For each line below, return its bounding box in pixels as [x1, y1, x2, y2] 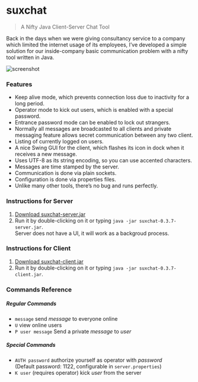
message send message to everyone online [14, 315, 118, 322]
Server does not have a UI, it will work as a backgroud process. [14, 230, 170, 237]
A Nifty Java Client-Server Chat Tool [20, 23, 110, 30]
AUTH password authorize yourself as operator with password [14, 356, 162, 364]
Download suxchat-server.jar [14, 211, 86, 218]
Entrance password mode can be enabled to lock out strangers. [14, 119, 171, 126]
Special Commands [6, 342, 56, 349]
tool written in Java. [6, 54, 55, 61]
